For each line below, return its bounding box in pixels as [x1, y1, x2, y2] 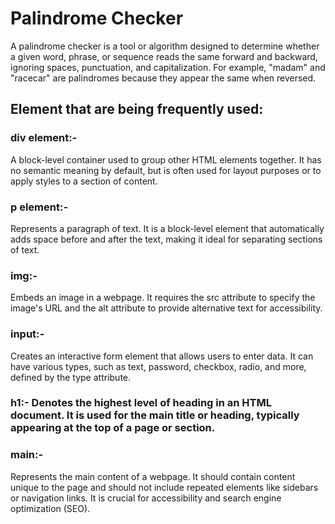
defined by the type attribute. [10, 371, 132, 383]
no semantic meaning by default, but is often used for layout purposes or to [10, 164, 322, 176]
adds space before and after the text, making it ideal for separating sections [10, 233, 323, 245]
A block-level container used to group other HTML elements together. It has [10, 153, 322, 166]
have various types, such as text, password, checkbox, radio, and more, [10, 360, 307, 372]
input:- [10, 327, 45, 341]
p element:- [10, 200, 69, 214]
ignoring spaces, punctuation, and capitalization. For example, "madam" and [10, 61, 326, 73]
